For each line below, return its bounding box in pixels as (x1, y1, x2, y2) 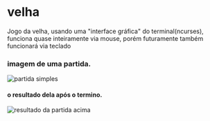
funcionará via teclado (7, 41, 71, 50)
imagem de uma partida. (7, 59, 91, 68)
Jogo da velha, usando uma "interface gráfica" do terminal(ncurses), (7, 27, 204, 35)
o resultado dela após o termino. (7, 91, 103, 99)
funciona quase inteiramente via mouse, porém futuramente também (7, 34, 204, 42)
